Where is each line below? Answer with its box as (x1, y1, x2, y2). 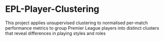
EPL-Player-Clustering (5, 3, 99, 15)
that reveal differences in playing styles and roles (5, 30, 106, 36)
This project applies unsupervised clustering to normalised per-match (5, 20, 148, 26)
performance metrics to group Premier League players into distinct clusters (5, 25, 160, 31)
